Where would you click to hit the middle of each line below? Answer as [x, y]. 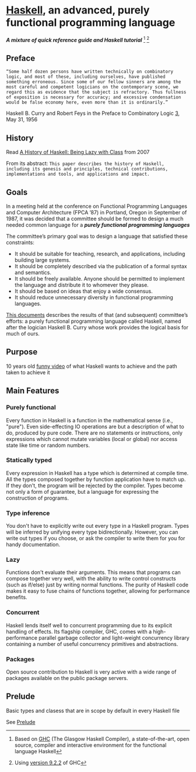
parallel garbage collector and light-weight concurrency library [114, 638]
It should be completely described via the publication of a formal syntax [101, 267]
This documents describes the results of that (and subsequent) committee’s [97, 315]
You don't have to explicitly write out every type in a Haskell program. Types [98, 526]
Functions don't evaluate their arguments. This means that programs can [93, 572]
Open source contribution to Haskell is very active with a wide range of [91, 672]
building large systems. [43, 260]
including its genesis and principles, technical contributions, [87, 169]
